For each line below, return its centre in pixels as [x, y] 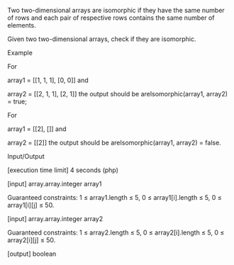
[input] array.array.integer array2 [55, 219]
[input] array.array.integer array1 [55, 184]
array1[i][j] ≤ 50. [31, 205]
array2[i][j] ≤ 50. [32, 240]
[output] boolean [32, 254]
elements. [22, 25]
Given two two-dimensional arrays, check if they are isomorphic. [102, 39]
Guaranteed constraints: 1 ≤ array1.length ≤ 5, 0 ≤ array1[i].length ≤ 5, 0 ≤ [115, 197]
